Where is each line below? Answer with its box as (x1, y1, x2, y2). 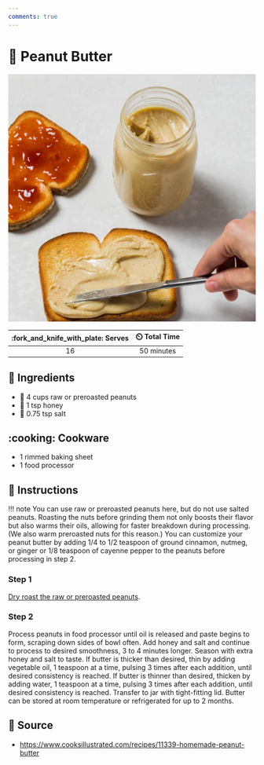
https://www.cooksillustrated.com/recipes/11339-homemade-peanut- (19, 739, 245, 749)
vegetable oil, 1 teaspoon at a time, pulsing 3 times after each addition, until (8, 662, 252, 672)
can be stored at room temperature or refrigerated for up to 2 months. (8, 696, 234, 705)
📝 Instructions (8, 483, 79, 496)
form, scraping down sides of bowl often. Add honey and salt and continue (8, 637, 250, 647)
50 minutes (139, 346, 177, 356)
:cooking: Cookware (8, 432, 110, 445)
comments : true (8, 13, 58, 20)
